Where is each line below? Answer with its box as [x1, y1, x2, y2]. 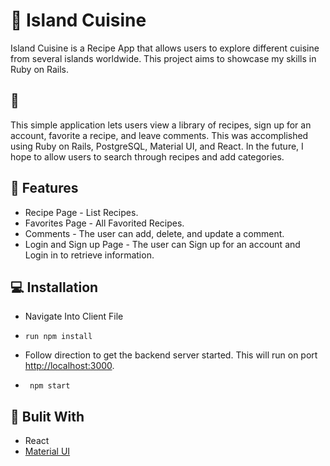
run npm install [24, 332, 93, 342]
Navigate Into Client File [24, 310, 124, 323]
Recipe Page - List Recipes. [24, 206, 139, 218]
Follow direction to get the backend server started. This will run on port [24, 349, 318, 361]
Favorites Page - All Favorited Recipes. [24, 217, 185, 229]
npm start [29, 381, 71, 391]
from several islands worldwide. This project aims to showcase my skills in [10, 52, 317, 64]
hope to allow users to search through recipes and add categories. [10, 150, 285, 163]
